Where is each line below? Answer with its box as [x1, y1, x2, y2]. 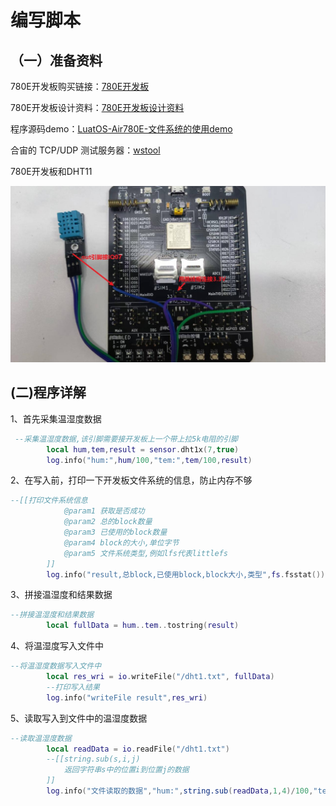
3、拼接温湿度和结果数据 [10, 589, 113, 601]
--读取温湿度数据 [10, 733, 72, 743]
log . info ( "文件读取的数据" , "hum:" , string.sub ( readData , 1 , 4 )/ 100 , [46, 786, 314, 796]
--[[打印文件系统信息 [10, 496, 88, 506]
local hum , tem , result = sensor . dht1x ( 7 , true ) [46, 444, 240, 455]
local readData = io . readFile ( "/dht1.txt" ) [46, 744, 230, 754]
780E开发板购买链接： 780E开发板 [10, 81, 150, 92]
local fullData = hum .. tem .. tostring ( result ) [46, 621, 240, 631]
